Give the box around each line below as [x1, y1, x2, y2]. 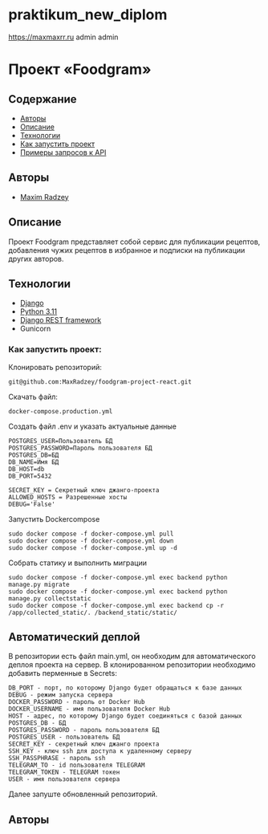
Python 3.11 [19, 307, 58, 316]
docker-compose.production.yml [8, 407, 113, 415]
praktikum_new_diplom [8, 6, 168, 24]
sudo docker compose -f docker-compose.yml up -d [8, 543, 178, 551]
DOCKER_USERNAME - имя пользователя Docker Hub [8, 705, 171, 714]
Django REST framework [19, 315, 102, 325]
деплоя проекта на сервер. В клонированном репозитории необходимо [8, 660, 256, 669]
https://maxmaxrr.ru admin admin [8, 32, 119, 42]
